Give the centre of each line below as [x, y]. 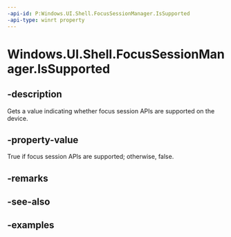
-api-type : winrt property [46, 20]
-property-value [43, 140]
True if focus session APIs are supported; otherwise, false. [91, 157]
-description [35, 94]
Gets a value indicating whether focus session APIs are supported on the [111, 111]
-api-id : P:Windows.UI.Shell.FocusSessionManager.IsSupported [99, 13]
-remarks [28, 178]
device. [18, 118]
